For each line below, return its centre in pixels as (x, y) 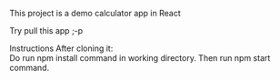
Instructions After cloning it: (61, 48)
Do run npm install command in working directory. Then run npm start (140, 58)
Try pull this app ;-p (46, 30)
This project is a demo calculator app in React (95, 13)
